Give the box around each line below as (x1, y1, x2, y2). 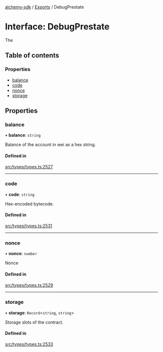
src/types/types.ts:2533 (5, 341, 53, 347)
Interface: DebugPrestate (5, 21, 110, 32)
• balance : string (5, 132, 41, 138)
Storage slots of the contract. (5, 319, 64, 325)
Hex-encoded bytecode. (5, 201, 54, 206)
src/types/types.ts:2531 (5, 223, 52, 229)
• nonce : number (5, 251, 37, 257)
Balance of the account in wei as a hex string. (5, 142, 96, 148)
